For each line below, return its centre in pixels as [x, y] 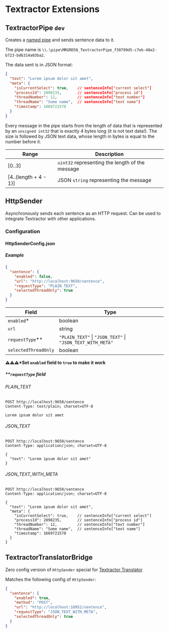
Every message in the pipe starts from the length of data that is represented [84, 125]
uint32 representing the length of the [101, 162]
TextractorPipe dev [35, 28]
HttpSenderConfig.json [30, 244]
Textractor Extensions [52, 9]
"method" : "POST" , [33, 603]
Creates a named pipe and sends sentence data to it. [60, 40]
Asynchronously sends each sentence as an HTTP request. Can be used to [83, 213]
